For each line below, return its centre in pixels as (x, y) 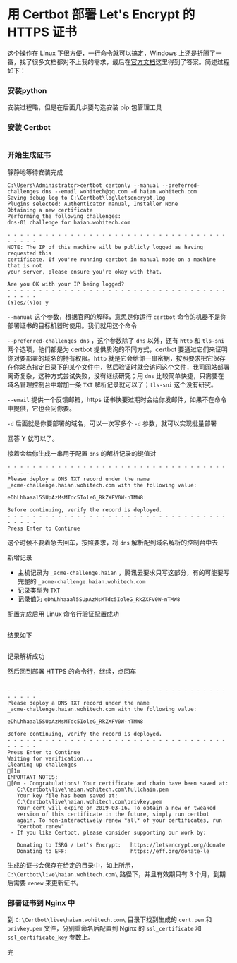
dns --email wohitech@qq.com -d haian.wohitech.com (120, 191)
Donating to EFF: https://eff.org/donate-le (113, 851)
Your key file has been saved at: (67, 795)
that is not (25, 265)
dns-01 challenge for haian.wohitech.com (69, 222)
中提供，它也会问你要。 (41, 408)
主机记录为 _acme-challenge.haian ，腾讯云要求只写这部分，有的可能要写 (124, 572)
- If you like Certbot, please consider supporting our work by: (108, 832)
